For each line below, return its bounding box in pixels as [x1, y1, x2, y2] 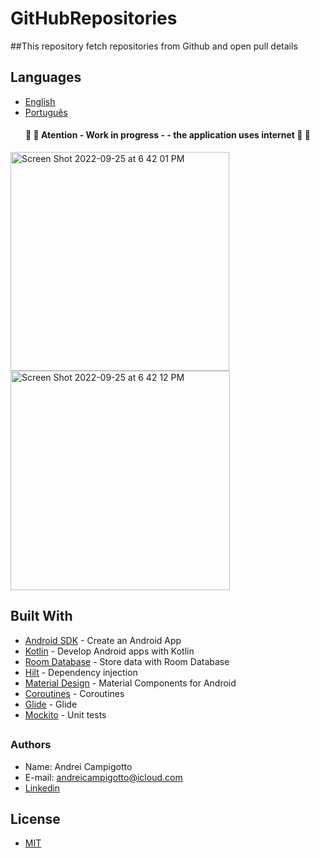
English [24, 95, 56, 107]
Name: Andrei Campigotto [24, 760, 133, 772]
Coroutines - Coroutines [24, 687, 125, 699]
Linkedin [24, 782, 61, 794]
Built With [10, 608, 73, 625]
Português [24, 106, 68, 118]
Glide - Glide [24, 698, 78, 710]
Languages [10, 69, 82, 86]
